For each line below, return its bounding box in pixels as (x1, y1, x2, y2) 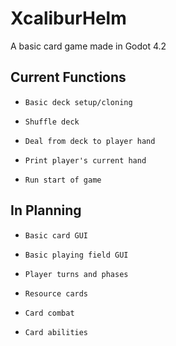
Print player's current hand (24, 155, 147, 166)
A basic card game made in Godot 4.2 (10, 40, 167, 52)
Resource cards (24, 288, 89, 299)
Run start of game (24, 175, 102, 185)
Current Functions (10, 69, 127, 86)
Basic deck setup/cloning (24, 97, 133, 107)
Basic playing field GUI (24, 250, 129, 260)
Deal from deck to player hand (24, 136, 156, 146)
